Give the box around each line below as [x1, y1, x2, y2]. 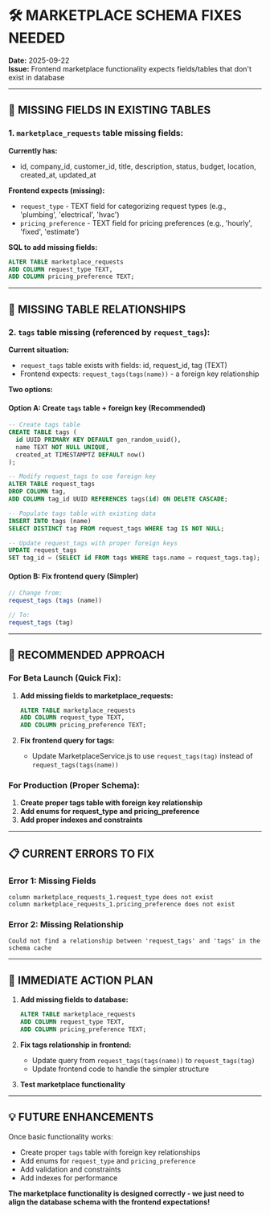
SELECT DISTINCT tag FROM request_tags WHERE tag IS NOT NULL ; [8, 524, 225, 533]
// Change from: [8, 589, 63, 597]
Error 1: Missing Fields [8, 875, 96, 886]
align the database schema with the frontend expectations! [8, 1197, 211, 1206]
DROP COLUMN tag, [8, 488, 67, 496]
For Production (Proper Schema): [8, 780, 141, 792]
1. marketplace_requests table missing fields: [8, 128, 183, 139]
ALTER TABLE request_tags [8, 480, 95, 489]
